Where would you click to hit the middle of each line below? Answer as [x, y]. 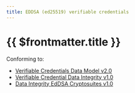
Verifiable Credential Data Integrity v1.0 [64, 77]
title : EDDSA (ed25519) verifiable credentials [68, 12]
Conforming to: [25, 59]
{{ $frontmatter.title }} [64, 42]
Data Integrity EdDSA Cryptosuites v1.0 [64, 83]
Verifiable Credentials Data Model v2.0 [64, 71]
